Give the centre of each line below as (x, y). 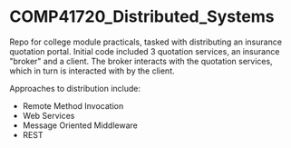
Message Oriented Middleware (80, 125)
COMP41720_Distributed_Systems (142, 17)
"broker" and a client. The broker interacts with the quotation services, (141, 61)
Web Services (48, 115)
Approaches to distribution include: (75, 88)
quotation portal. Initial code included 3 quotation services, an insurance (145, 51)
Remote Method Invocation (73, 105)
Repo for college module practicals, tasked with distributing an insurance (146, 42)
